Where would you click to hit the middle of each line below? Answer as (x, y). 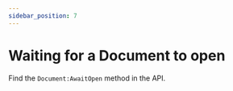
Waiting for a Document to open (117, 55)
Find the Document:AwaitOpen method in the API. (87, 78)
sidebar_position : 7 (43, 16)
